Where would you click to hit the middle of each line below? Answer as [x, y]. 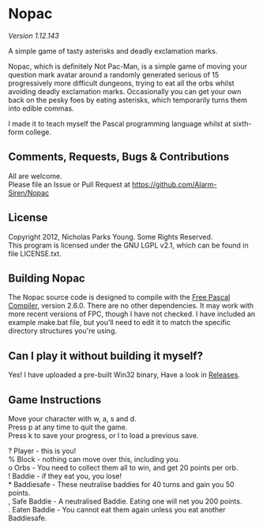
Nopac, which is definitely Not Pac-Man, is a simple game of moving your [128, 66]
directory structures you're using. [62, 331]
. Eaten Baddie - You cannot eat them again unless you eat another [117, 510]
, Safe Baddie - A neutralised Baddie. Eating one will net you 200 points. [125, 501]
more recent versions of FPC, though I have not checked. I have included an [132, 314]
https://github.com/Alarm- [174, 184]
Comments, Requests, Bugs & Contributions [119, 157]
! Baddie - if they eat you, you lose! [65, 476]
